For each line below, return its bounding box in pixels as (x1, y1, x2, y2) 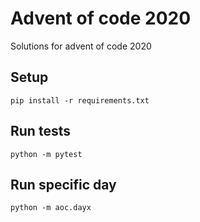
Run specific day (10, 176, 117, 193)
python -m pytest (10, 149, 83, 159)
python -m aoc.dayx (10, 203, 92, 213)
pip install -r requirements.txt (10, 95, 150, 106)
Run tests (10, 123, 71, 140)
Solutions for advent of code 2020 (10, 40, 152, 52)
